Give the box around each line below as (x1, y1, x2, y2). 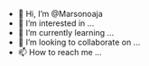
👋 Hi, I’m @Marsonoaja (17, 9, 104, 19)
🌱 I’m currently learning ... (17, 28, 115, 37)
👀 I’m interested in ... (17, 18, 95, 29)
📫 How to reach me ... (17, 47, 102, 57)
